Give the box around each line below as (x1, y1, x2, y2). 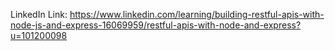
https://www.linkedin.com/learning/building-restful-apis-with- (69, 9, 325, 20)
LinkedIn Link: (10, 9, 68, 20)
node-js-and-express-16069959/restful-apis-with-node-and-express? (10, 19, 302, 31)
